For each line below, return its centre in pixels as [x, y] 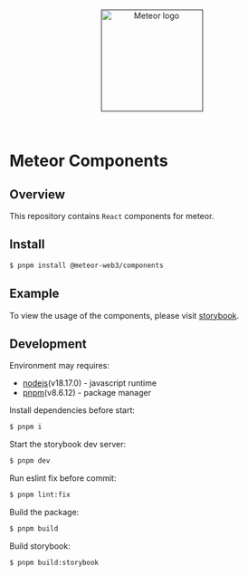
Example [34, 294]
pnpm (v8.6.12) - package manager [87, 393]
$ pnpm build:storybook [54, 562]
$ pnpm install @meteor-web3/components [87, 265]
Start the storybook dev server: [68, 445]
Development [48, 344]
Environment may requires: [60, 366]
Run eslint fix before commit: [63, 478]
